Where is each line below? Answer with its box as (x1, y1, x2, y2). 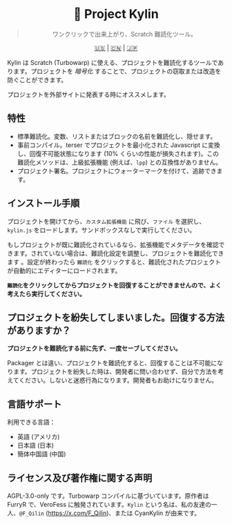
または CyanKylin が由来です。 (115, 509, 201, 517)
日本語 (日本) (17, 441, 54, 449)
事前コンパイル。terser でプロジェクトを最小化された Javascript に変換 (17, 141, 220, 149)
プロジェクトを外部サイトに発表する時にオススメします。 (7, 90, 171, 99)
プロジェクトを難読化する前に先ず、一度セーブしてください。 (7, 345, 182, 353)
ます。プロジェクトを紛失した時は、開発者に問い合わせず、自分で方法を (12, 367, 218, 376)
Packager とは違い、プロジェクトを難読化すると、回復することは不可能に (7, 359, 217, 367)
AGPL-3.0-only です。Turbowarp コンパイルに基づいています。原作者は (7, 492, 209, 500)
